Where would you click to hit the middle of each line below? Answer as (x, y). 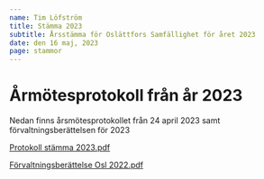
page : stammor (36, 51)
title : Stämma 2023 (46, 26)
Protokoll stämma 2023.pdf (60, 148)
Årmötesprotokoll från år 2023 (126, 96)
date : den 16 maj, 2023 (54, 43)
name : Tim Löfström (46, 18)
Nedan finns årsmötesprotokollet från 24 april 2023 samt (115, 121)
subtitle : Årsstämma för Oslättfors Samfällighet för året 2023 (132, 34)
